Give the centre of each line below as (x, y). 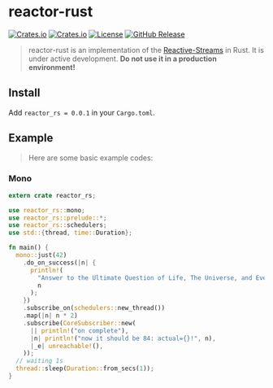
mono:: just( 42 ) (41, 255)
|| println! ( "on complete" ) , (79, 331)
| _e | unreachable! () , (67, 346)
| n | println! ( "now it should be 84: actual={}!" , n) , (123, 338)
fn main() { (28, 248)
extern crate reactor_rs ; (52, 195)
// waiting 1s (39, 361)
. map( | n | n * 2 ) (51, 316)
